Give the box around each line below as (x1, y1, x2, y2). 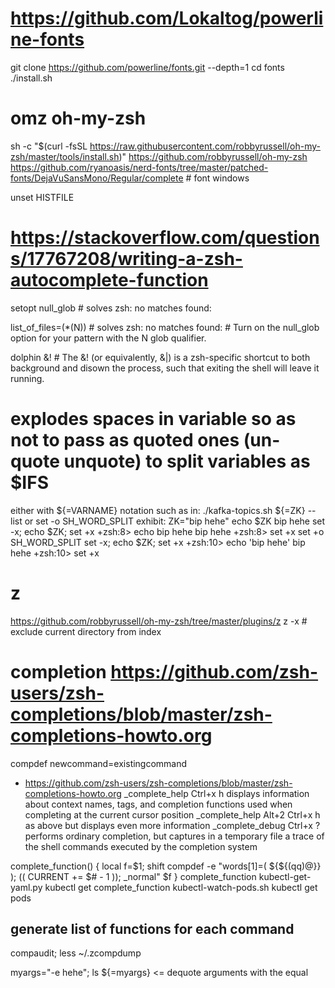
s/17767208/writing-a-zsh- (10, 248, 243, 271)
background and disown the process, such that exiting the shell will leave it (10, 362, 320, 374)
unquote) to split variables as (63, 450, 311, 472)
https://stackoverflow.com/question (10, 227, 320, 249)
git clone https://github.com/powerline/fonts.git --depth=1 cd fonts (10, 61, 285, 73)
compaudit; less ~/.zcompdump (10, 947, 142, 959)
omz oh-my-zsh (10, 107, 147, 130)
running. (10, 372, 45, 384)
